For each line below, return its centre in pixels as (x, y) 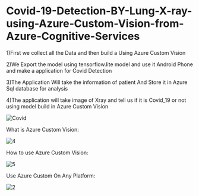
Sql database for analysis (37, 88)
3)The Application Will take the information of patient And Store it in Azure (97, 82)
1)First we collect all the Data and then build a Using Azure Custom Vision (96, 52)
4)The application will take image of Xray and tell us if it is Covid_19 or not (96, 100)
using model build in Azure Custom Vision (57, 106)
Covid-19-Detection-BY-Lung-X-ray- (99, 11)
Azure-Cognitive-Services (73, 36)
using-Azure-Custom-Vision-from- (95, 24)
